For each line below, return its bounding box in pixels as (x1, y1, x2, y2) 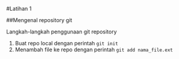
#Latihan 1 (6, 5, 32, 12)
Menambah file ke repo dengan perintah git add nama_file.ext (14, 46, 173, 53)
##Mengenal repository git (6, 17, 72, 23)
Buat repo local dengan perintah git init (14, 40, 119, 46)
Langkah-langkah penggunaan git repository (6, 28, 118, 35)
